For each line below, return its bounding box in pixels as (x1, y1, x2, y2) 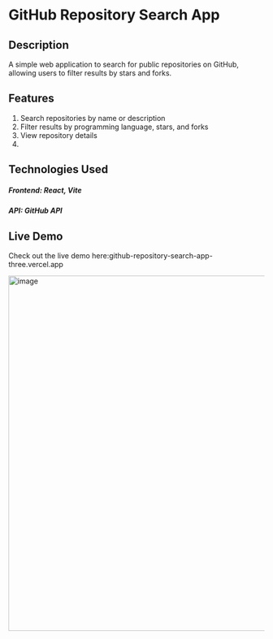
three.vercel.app (8, 259, 63, 269)
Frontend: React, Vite (8, 185, 82, 195)
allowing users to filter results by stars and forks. (8, 68, 172, 78)
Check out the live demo (8, 250, 91, 261)
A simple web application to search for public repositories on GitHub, (8, 59, 240, 69)
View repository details (19, 130, 97, 140)
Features (8, 92, 54, 106)
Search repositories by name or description (19, 113, 166, 123)
